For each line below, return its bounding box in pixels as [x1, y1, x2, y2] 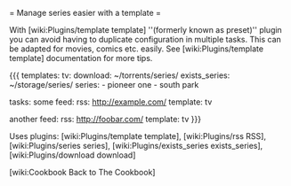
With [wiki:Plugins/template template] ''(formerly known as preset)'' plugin [9, 25, 282, 35]
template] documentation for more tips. [9, 53, 153, 63]
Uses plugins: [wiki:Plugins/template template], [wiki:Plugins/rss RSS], [9, 131, 267, 141]
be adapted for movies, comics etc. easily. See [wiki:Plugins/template [9, 43, 264, 54]
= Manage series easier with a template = [9, 8, 162, 18]
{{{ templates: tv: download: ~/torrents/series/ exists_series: [9, 70, 230, 81]
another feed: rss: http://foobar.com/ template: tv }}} [9, 114, 202, 124]
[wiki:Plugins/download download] [9, 150, 136, 160]
